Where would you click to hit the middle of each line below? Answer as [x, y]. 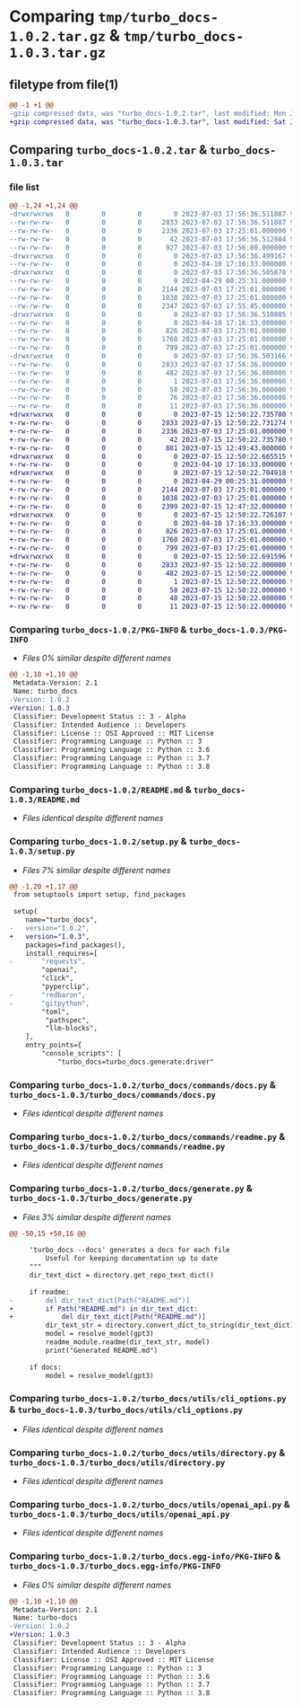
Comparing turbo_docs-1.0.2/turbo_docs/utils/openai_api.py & [150, 1504]
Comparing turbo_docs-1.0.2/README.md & [101, 790]
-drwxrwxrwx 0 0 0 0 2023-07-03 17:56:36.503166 [148, 357]
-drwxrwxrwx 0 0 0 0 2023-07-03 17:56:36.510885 [148, 314]
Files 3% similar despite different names [97, 1217]
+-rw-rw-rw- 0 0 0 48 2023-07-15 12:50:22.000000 [148, 598]
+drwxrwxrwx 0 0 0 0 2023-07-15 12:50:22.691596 [148, 557]
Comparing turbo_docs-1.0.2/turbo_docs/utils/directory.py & [147, 1453]
